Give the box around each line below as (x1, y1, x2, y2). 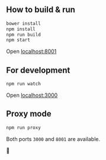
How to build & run (6, 5, 76, 15)
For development (6, 65, 70, 75)
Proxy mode (6, 109, 52, 119)
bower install (6, 20, 41, 26)
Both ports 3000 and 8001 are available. (6, 135, 101, 142)
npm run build (6, 32, 41, 37)
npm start (6, 37, 31, 43)
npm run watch (6, 81, 41, 87)
